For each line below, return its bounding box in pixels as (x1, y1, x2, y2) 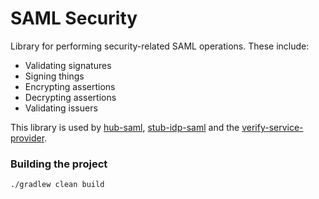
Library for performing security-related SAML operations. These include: (10, 40, 310, 52)
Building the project (10, 157, 108, 171)
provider (10, 132, 45, 144)
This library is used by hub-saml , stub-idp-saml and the (10, 121, 240, 133)
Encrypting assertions (24, 80, 116, 92)
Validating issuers (24, 102, 98, 114)
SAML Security (10, 7, 138, 30)
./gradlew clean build (10, 180, 105, 190)
